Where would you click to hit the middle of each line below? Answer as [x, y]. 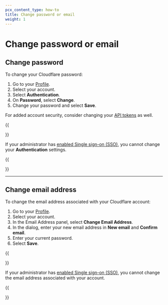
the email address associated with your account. [55, 278]
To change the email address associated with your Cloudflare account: [78, 202]
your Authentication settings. [36, 150]
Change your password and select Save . [54, 105]
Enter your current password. [43, 238]
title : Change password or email [40, 15]
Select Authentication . [36, 95]
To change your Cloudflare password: [44, 74]
